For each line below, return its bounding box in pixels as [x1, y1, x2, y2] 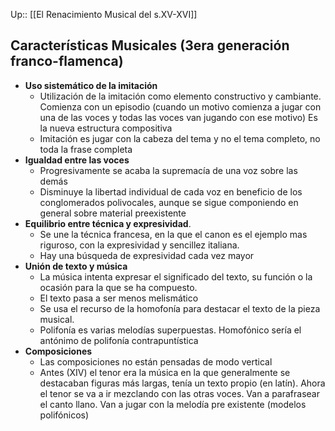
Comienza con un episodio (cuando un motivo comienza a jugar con [39, 100, 322, 113]
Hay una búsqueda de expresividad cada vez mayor [39, 249, 255, 261]
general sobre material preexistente [39, 207, 187, 219]
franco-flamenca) [10, 53, 124, 70]
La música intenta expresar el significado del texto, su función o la [39, 270, 313, 283]
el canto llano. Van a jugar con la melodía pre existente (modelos [39, 398, 307, 410]
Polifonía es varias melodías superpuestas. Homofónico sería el [39, 324, 302, 336]
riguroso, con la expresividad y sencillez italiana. [39, 239, 240, 251]
